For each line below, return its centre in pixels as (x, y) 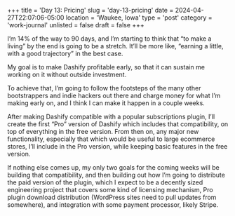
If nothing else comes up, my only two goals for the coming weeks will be (113, 167)
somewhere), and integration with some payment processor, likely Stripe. (113, 205)
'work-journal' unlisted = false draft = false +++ (76, 25)
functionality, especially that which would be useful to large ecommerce (111, 139)
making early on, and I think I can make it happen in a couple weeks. (106, 103)
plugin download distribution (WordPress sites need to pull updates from (112, 197)
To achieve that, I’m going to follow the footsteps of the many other (104, 88)
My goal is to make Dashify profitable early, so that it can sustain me (106, 67)
